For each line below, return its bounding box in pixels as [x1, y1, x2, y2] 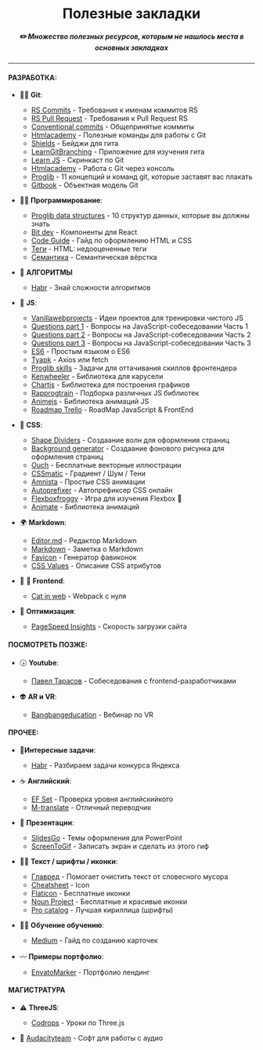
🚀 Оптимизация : [19, 607, 76, 616]
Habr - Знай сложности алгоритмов [31, 283, 151, 293]
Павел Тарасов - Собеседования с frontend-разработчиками [31, 676, 236, 685]
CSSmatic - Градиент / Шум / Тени [31, 468, 146, 479]
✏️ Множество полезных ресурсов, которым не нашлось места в [19, 31, 244, 41]
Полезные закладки [62, 5, 201, 23]
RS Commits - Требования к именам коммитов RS [31, 105, 198, 115]
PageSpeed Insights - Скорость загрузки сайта [31, 622, 188, 632]
